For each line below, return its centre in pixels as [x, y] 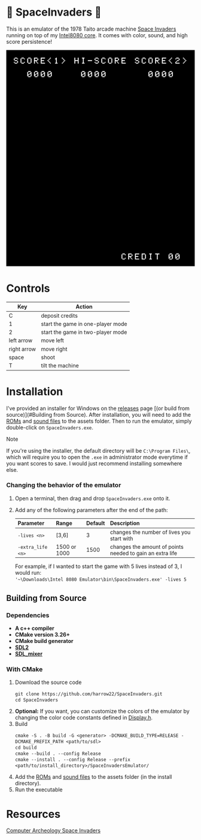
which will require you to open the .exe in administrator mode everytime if [97, 457]
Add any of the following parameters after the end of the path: [92, 510]
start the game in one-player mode [84, 324]
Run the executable [39, 790]
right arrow [22, 349]
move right [54, 349]
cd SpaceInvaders [36, 700]
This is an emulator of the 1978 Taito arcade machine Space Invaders [91, 29]
